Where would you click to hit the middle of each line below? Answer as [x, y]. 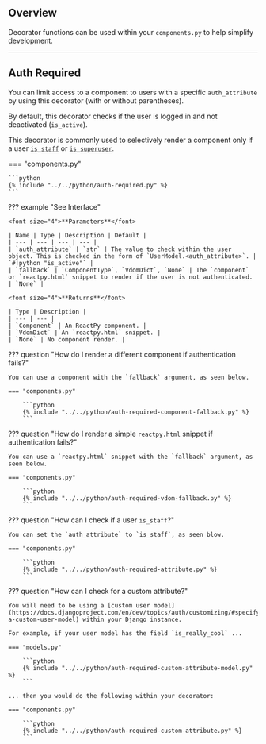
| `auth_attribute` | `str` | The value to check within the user [120, 249]
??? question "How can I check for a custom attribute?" [98, 591]
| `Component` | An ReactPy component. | [78, 326]
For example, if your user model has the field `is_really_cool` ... [125, 633]
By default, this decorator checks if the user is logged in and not [113, 116]
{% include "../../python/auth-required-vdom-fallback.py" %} [127, 498]
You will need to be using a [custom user [79, 605]
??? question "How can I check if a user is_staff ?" [91, 520]
